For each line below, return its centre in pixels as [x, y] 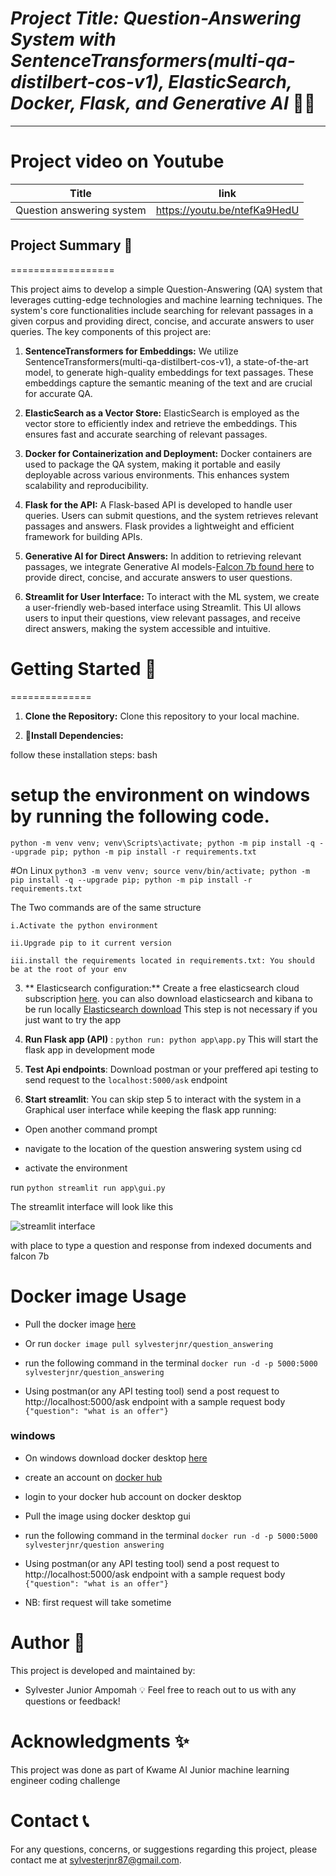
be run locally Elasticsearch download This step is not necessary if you [171, 1009]
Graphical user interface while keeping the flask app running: [150, 1109]
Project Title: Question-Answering [156, 18]
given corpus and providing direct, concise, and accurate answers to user [162, 321]
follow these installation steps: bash [84, 754]
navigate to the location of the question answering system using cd [163, 1148]
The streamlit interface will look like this [92, 1206]
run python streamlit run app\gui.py [88, 1187]
